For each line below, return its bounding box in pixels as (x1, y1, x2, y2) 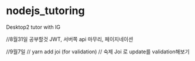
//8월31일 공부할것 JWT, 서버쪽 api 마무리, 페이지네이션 (6, 35, 134, 42)
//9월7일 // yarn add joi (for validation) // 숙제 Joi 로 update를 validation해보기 (6, 48, 190, 55)
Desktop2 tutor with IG (6, 23, 60, 30)
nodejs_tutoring (6, 4, 85, 18)
